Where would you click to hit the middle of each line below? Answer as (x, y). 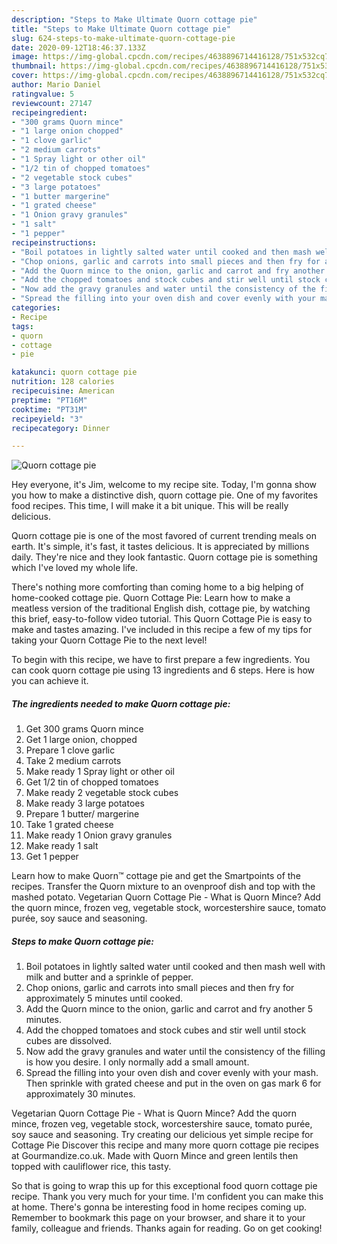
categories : (36, 308)
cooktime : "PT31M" (49, 409)
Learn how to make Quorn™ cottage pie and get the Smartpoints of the (156, 876)
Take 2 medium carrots (73, 761)
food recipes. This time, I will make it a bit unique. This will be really (150, 506)
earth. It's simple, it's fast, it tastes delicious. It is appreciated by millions (160, 547)
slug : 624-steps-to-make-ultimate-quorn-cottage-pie (123, 38)
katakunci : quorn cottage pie (74, 372)
